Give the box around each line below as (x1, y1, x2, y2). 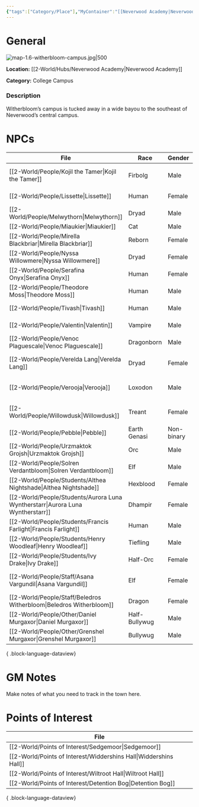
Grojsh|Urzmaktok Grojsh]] (9, 449, 85, 457)
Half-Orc (128, 555, 154, 564)
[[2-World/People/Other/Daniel (9, 610, 97, 618)
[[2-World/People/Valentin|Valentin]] (9, 321, 113, 329)
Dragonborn (128, 338, 162, 346)
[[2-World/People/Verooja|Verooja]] (9, 383, 111, 392)
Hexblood (128, 479, 156, 488)
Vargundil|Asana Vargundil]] (9, 580, 88, 588)
